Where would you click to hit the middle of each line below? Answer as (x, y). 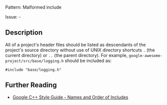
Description (24, 33)
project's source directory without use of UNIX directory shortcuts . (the (80, 50)
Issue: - (13, 17)
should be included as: (88, 60)
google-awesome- (146, 55)
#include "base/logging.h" (33, 69)
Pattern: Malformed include (33, 7)
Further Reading (31, 85)
